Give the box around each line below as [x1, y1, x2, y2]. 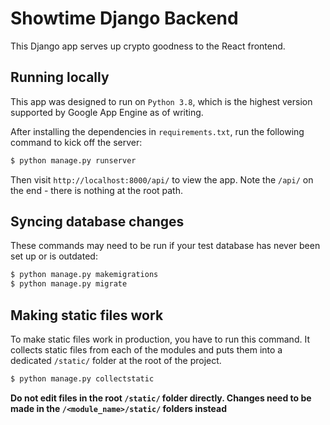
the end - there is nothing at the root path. [10, 184, 184, 196]
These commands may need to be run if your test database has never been [10, 240, 321, 252]
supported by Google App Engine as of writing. [10, 106, 204, 118]
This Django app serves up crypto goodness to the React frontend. [10, 40, 286, 52]
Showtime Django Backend [10, 7, 239, 30]
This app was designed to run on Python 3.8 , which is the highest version [10, 95, 313, 107]
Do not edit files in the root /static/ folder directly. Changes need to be [10, 392, 312, 404]
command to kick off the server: [10, 136, 143, 148]
